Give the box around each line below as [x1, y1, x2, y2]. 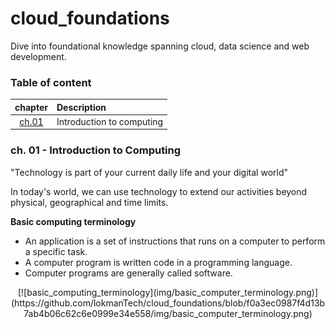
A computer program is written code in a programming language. [24, 256, 293, 268]
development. [10, 50, 67, 62]
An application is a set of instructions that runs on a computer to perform [24, 235, 326, 247]
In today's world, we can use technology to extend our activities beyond [10, 185, 308, 197]
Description [56, 101, 107, 113]
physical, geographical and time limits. [10, 196, 169, 208]
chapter [14, 101, 48, 113]
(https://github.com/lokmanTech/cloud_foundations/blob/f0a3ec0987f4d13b [10, 297, 326, 309]
